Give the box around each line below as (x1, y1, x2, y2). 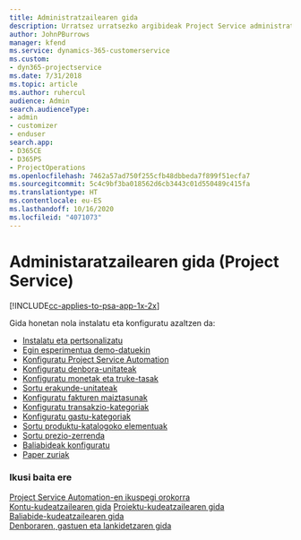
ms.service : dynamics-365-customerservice (9, 47, 170, 56)
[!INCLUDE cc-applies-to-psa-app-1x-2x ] (9, 300, 160, 311)
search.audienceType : (9, 105, 90, 114)
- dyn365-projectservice (9, 64, 102, 73)
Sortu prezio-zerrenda (21, 430, 106, 441)
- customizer (9, 122, 58, 131)
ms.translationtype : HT (9, 188, 99, 197)
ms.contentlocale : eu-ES (9, 196, 102, 206)
